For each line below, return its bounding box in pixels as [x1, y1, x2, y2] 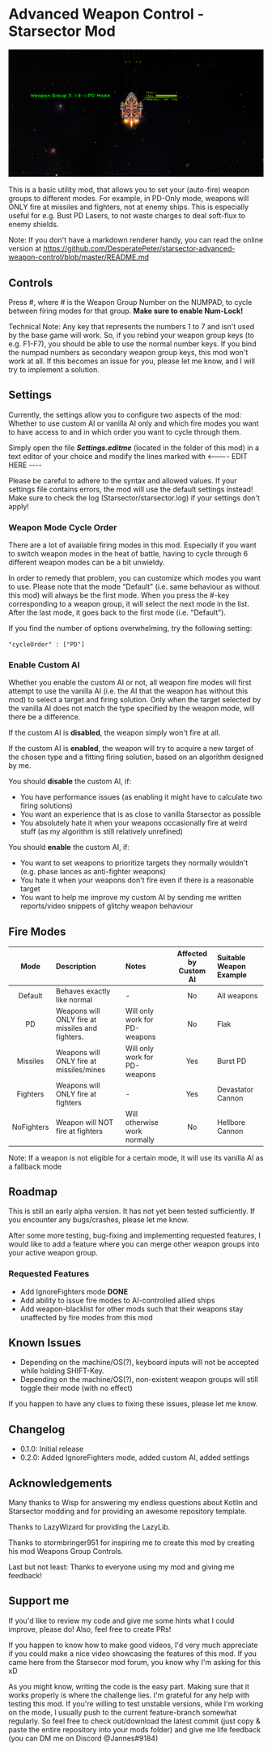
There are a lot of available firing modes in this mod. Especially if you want [8, 540, 257, 550]
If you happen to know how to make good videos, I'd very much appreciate [8, 1640, 258, 1650]
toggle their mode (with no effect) [19, 1384, 134, 1393]
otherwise [125, 1118, 159, 1127]
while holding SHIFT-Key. [19, 1366, 105, 1375]
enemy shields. [8, 220, 59, 230]
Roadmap [8, 1185, 58, 1199]
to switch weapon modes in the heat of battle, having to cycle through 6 [8, 549, 249, 559]
